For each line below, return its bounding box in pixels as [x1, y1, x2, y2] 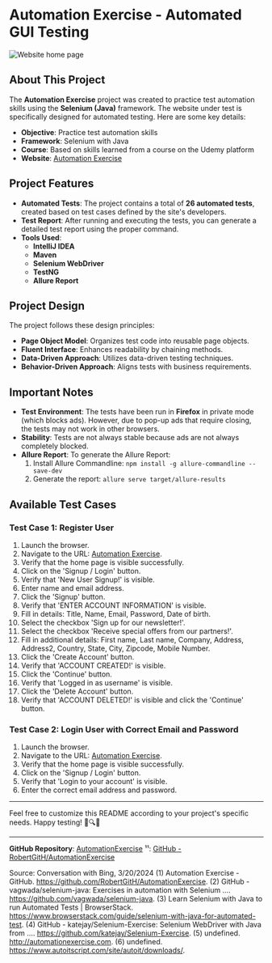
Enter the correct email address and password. [20, 785, 178, 795]
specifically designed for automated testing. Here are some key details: [9, 112, 246, 121]
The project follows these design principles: [9, 320, 155, 330]
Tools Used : [20, 232, 62, 242]
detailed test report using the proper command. [20, 224, 179, 234]
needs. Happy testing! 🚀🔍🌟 [9, 817, 101, 827]
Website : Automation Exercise [20, 153, 123, 163]
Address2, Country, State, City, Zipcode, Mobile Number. [20, 643, 211, 653]
